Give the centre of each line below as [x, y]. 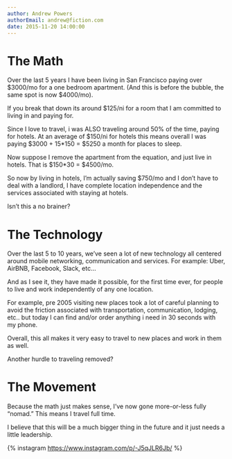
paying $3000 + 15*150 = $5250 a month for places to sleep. [95, 144]
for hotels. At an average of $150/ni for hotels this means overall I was [107, 137]
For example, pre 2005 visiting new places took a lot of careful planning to [113, 303]
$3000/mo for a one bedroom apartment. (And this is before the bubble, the [116, 87]
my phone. [23, 325]
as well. [18, 346]
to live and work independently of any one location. [80, 290]
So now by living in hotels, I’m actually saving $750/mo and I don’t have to [113, 178]
